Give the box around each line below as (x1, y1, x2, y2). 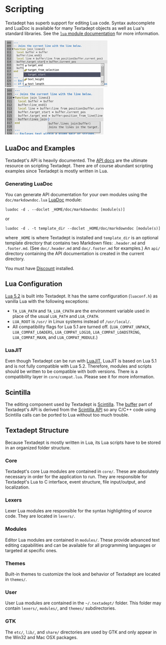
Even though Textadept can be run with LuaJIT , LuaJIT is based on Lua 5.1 (5, 358, 157, 364)
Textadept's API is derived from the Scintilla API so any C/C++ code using (5, 406, 156, 413)
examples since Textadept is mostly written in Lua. (5, 168, 109, 174)
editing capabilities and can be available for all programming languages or (5, 542, 156, 548)
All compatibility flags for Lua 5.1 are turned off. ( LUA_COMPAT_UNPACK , (12, 324, 151, 330)
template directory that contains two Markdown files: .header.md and (5, 240, 145, 246)
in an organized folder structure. (5, 444, 71, 450)
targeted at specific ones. (5, 547, 58, 553)
